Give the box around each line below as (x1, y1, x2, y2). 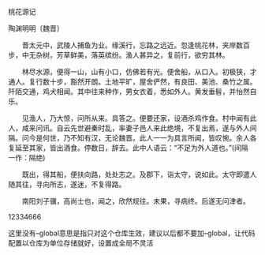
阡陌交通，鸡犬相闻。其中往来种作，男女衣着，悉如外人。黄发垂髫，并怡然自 (8, 87, 257, 96)
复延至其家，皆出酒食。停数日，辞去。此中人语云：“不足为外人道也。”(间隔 (8, 143, 248, 152)
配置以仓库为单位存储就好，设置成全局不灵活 (8, 238, 154, 247)
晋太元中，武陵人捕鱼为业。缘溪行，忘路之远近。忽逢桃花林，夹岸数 (21, 40, 243, 50)
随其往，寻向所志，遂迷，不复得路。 (8, 180, 126, 189)
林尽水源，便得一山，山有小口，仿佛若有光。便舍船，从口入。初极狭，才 (21, 67, 257, 77)
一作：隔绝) (8, 153, 46, 162)
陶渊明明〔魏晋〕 (8, 24, 64, 33)
